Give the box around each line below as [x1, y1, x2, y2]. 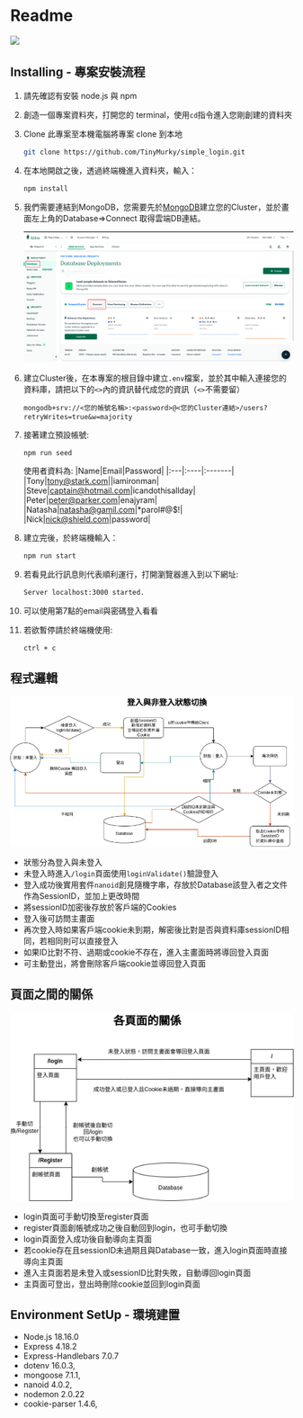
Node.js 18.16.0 [22, 1332, 79, 1342]
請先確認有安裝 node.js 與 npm [22, 90, 138, 101]
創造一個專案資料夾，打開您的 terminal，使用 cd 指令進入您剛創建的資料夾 [22, 109, 293, 120]
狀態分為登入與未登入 [22, 857, 102, 867]
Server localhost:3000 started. [22, 588, 145, 597]
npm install [22, 184, 68, 193]
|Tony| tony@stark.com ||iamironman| [22, 476, 160, 487]
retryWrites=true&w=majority [22, 412, 133, 421]
